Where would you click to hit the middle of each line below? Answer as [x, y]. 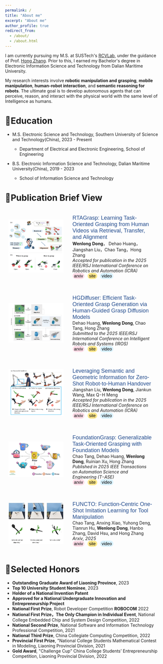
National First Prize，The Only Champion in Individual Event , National [83, 614]
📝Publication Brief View [54, 198]
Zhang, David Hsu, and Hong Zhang [108, 533]
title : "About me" [24, 15]
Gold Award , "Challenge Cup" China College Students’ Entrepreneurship [85, 651]
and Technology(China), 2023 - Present [52, 139]
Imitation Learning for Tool [117, 510]
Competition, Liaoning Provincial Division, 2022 [59, 656]
